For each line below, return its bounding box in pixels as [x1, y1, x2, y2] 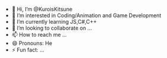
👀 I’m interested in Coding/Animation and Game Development [11, 12, 162, 19]
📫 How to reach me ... [11, 31, 67, 38]
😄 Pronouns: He [11, 40, 52, 47]
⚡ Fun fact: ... [11, 46, 44, 53]
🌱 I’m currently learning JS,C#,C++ [11, 18, 97, 25]
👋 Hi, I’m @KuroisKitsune [11, 6, 73, 12]
